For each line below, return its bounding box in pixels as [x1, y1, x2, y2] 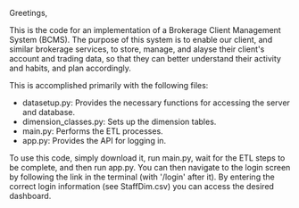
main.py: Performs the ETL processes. [21, 126, 163, 137]
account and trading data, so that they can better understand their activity [9, 54, 281, 63]
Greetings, [9, 8, 48, 18]
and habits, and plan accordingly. [9, 62, 132, 73]
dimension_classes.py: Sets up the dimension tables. [21, 116, 217, 127]
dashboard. [9, 191, 52, 201]
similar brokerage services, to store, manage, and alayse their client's [9, 44, 265, 54]
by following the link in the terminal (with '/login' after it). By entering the [9, 171, 275, 182]
